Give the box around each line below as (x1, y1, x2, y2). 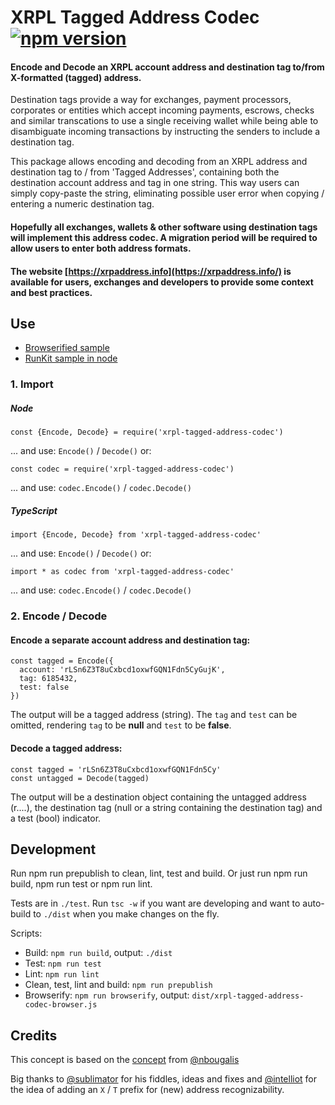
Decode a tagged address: (10, 742, 123, 754)
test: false (19, 682, 70, 693)
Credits (10, 1027, 58, 1044)
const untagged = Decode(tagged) (10, 773, 150, 783)
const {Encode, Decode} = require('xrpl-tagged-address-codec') (10, 427, 284, 438)
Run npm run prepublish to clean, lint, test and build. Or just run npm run (10, 867, 308, 880)
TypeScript (10, 504, 58, 516)
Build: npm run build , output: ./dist (24, 947, 173, 959)
